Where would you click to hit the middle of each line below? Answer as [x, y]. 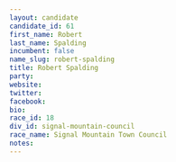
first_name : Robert [46, 34]
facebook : [28, 101]
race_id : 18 [32, 118]
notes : [22, 143]
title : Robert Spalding [54, 68]
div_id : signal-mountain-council [72, 127]
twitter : [26, 93]
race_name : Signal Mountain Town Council [88, 135]
